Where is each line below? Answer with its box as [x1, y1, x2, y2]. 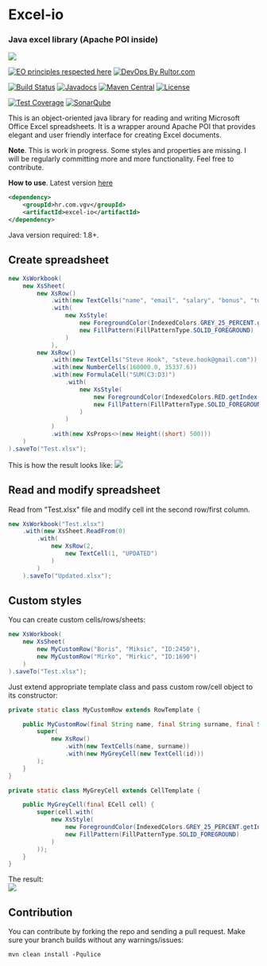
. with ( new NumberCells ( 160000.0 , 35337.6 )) [50, 363, 197, 371]
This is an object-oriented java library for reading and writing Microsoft [8, 113, 240, 123]
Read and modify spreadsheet [8, 484, 161, 497]
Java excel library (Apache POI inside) [8, 34, 159, 45]
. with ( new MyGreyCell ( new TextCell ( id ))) [64, 750, 204, 758]
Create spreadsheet [8, 253, 110, 267]
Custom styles [8, 594, 82, 607]
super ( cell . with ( [37, 808, 94, 816]
